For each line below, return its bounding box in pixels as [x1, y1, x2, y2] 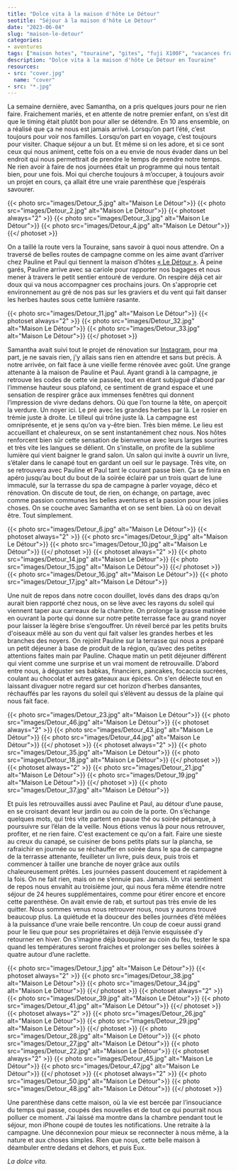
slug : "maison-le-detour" [7, 30, 84, 38]
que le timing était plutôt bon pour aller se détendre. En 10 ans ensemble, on [7, 118, 230, 126]
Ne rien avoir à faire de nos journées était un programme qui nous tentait [7, 162, 220, 171]
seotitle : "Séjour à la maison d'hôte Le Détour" [7, 17, 157, 24]
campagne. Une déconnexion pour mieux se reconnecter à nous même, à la [7, 1128, 229, 1137]
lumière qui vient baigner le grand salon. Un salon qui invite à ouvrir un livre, [7, 451, 229, 459]
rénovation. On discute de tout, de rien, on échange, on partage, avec [7, 488, 211, 497]
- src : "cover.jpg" [7, 69, 65, 77]
